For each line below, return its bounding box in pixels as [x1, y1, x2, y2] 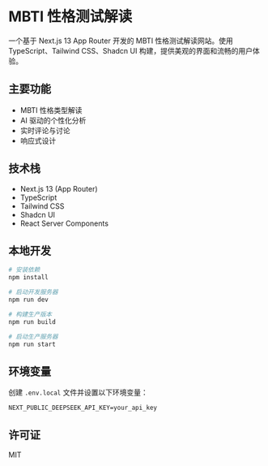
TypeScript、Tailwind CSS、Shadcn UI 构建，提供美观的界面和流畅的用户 [8, 45, 253, 55]
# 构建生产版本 [8, 310, 53, 318]
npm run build [8, 317, 57, 326]
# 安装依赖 [8, 265, 40, 274]
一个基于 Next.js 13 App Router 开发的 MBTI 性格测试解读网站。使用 [8, 36, 233, 45]
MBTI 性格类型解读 [19, 105, 83, 114]
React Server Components [19, 218, 109, 228]
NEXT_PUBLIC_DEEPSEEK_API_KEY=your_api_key [8, 403, 158, 412]
